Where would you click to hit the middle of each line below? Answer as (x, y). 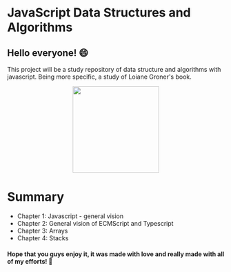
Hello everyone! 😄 (48, 53)
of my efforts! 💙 (30, 261)
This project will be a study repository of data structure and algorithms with (114, 69)
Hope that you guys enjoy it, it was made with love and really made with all (116, 254)
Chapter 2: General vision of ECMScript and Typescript (95, 223)
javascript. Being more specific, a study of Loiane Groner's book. (99, 77)
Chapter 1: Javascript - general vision (70, 216)
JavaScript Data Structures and (99, 13)
